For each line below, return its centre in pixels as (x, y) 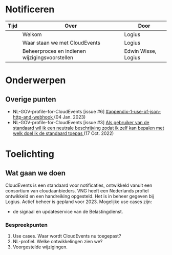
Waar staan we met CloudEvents (61, 43)
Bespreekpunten (26, 225)
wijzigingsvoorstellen (48, 57)
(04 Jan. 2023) (70, 117)
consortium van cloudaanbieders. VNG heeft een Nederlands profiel (77, 190)
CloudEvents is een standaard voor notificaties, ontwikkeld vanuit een (79, 185)
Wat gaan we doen (35, 173)
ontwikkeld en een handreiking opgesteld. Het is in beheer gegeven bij (80, 196)
